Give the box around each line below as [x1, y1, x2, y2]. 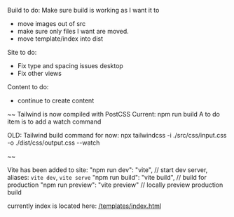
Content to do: [7, 83, 49, 91]
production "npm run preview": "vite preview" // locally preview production [7, 180, 223, 189]
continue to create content [17, 96, 95, 105]
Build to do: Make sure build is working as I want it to [7, 6, 160, 14]
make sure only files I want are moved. [17, 27, 130, 35]
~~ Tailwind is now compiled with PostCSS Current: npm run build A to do [7, 110, 221, 118]
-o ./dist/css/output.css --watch [7, 138, 100, 147]
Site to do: [7, 48, 37, 56]
